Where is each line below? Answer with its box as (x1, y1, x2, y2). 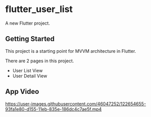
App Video (5, 87, 39, 96)
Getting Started (5, 35, 55, 43)
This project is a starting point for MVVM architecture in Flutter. (5, 48, 136, 54)
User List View (12, 67, 43, 73)
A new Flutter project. (5, 20, 50, 26)
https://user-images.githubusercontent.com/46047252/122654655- (5, 100, 146, 106)
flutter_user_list (5, 4, 73, 15)
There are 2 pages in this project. (5, 58, 74, 64)
